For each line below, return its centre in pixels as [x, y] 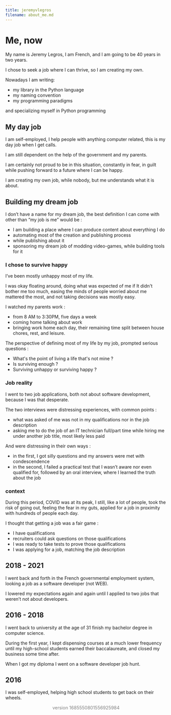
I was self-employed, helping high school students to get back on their [80, 692]
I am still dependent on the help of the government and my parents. [76, 155]
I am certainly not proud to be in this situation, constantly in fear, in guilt [81, 165]
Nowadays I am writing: [30, 80]
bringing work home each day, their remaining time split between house [88, 328]
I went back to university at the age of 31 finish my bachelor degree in [79, 628]
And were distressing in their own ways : [48, 446]
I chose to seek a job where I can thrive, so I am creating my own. [74, 70]
